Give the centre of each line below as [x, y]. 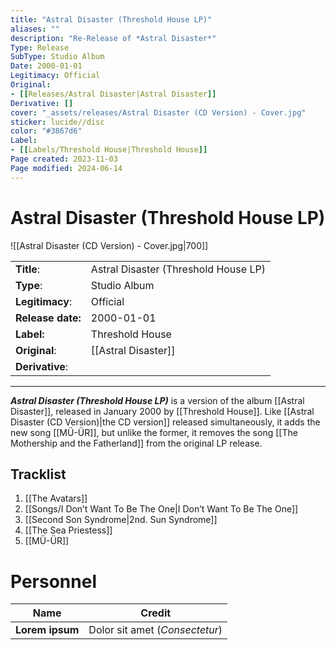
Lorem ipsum [47, 630]
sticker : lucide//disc [57, 122]
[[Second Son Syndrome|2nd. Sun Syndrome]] [121, 520]
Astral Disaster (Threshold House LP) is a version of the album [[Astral [157, 400]
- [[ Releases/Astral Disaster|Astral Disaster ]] [113, 94]
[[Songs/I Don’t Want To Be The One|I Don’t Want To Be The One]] [161, 509]
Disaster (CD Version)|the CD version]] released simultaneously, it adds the [165, 422]
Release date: [48, 318]
